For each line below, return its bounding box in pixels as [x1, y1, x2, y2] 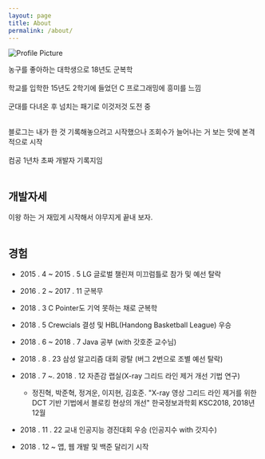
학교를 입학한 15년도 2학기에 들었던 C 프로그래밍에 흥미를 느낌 [8, 83, 202, 93]
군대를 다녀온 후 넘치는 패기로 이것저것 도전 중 [8, 101, 152, 112]
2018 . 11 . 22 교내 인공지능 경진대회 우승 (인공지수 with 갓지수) [19, 425, 218, 434]
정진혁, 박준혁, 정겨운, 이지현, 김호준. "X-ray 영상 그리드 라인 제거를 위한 [31, 388, 257, 398]
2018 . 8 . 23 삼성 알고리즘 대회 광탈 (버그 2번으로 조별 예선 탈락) [19, 354, 223, 363]
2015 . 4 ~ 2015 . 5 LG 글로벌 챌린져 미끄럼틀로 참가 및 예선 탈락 [19, 269, 222, 279]
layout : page [8, 11, 52, 20]
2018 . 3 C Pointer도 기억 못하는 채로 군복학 [19, 303, 158, 312]
